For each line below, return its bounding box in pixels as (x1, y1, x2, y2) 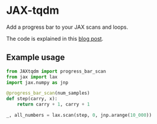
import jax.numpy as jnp (6, 79, 69, 86)
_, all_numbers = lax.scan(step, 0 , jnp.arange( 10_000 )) (6, 112, 152, 118)
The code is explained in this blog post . (6, 35, 103, 42)
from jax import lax (6, 74, 58, 80)
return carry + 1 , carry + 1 (17, 101, 90, 108)
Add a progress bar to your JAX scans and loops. (6, 23, 128, 31)
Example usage (6, 52, 65, 63)
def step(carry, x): (6, 96, 58, 102)
